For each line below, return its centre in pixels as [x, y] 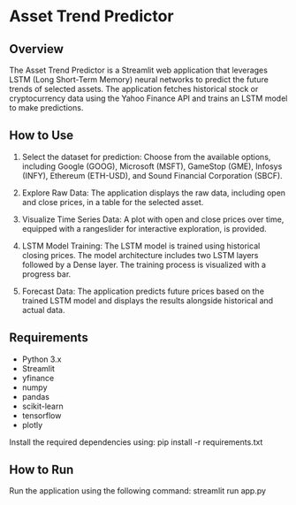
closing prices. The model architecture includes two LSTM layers [140, 255]
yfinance [38, 378]
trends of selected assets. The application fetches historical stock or [134, 89]
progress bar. [46, 274]
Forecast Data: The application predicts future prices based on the [143, 291]
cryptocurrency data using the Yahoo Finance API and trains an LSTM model [148, 98]
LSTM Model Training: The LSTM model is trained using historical [141, 246]
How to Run [42, 470]
